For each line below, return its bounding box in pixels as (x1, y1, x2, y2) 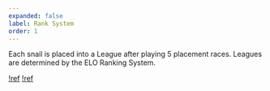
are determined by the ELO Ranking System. (8, 58, 156, 67)
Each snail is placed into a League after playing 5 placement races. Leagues (8, 50, 262, 59)
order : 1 (8, 27, 38, 35)
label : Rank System (8, 19, 75, 28)
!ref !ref (8, 74, 34, 84)
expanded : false (8, 11, 63, 20)
